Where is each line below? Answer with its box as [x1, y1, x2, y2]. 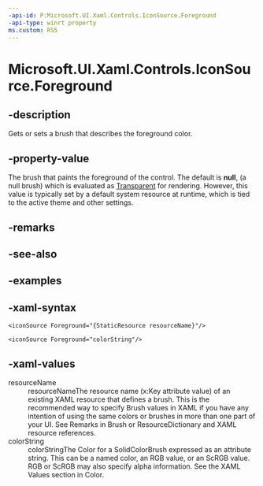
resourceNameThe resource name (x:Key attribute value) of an [28, 386, 231, 395]
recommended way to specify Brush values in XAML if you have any [28, 403, 250, 412]
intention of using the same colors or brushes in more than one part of [28, 411, 256, 421]
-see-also [8, 247, 57, 261]
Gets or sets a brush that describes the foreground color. [8, 129, 193, 139]
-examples [8, 274, 62, 288]
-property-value [8, 151, 90, 165]
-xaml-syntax [8, 301, 77, 314]
